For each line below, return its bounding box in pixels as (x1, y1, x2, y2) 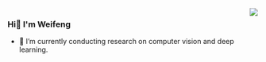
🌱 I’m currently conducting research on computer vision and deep (18, 37, 235, 46)
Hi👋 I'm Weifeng (7, 19, 71, 30)
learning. (18, 45, 48, 54)
